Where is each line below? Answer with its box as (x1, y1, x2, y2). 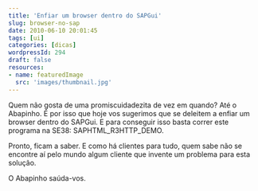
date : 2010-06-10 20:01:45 (8, 26, 98, 34)
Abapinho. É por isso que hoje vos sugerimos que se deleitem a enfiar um (8, 108, 251, 118)
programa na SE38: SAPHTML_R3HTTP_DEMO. (8, 125, 165, 135)
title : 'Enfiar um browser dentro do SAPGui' (8, 11, 162, 20)
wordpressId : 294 (8, 49, 66, 57)
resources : (8, 64, 45, 72)
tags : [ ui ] (8, 33, 45, 42)
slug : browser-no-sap (8, 19, 80, 27)
